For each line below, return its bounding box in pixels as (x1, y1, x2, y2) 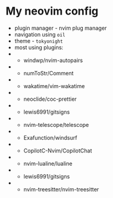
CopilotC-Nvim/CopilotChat (23, 147, 92, 154)
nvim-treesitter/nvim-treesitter (23, 185, 99, 193)
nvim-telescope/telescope (23, 121, 89, 128)
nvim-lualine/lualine (23, 160, 73, 167)
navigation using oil (14, 30, 66, 38)
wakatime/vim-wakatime (23, 82, 85, 89)
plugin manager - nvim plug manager (14, 24, 107, 32)
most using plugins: (14, 44, 64, 51)
